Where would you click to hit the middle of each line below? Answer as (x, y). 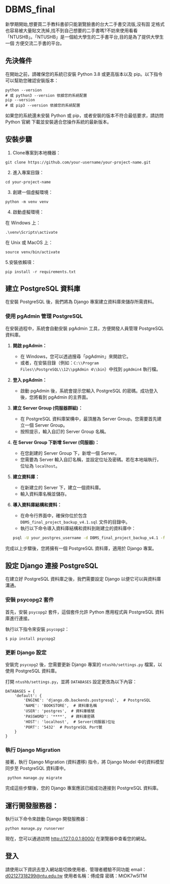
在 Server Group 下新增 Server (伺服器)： (56, 442)
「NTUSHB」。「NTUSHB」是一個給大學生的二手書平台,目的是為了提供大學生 (84, 37)
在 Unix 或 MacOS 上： (29, 242)
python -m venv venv (27, 202)
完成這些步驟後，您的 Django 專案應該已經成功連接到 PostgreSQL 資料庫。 (83, 788)
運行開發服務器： (32, 806)
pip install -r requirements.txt (41, 272)
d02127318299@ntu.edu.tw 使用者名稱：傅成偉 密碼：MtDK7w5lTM (76, 876)
